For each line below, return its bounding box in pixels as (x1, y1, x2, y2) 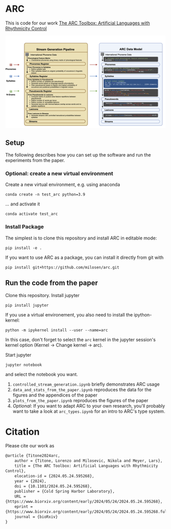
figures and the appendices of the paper (12, 392, 98, 398)
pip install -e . (5, 245, 42, 250)
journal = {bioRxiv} (14, 514, 58, 520)
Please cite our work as (5, 443, 54, 449)
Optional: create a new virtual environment (5, 170, 113, 177)
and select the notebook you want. (5, 371, 78, 377)
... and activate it (5, 201, 40, 207)
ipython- (134, 311, 152, 318)
